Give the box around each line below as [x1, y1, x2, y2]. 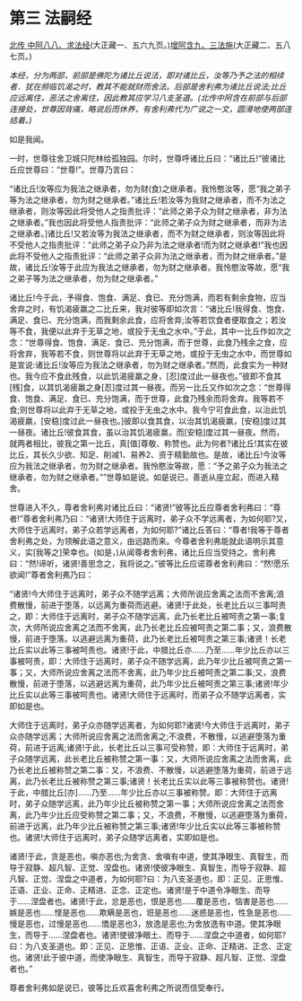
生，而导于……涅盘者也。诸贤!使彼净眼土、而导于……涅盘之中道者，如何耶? [9, 929, 287, 940]
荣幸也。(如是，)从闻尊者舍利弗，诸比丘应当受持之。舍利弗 [62, 547, 276, 558]
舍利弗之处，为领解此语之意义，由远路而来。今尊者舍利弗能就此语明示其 [9, 535, 276, 546]
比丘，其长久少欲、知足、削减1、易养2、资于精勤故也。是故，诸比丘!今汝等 [9, 449, 287, 460]
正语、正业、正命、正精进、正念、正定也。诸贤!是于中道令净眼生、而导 [9, 884, 272, 895]
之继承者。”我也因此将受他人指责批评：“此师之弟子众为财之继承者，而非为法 [9, 216, 288, 227]
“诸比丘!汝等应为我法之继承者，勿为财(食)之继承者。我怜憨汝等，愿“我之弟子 [9, 183, 291, 194]
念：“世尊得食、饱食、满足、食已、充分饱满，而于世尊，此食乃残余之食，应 [9, 337, 289, 347]
